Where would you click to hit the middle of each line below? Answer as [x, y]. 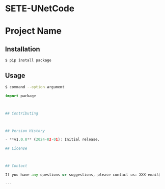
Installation [23, 49]
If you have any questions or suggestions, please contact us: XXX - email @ [83, 175]
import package [21, 96]
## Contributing [22, 113]
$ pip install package [28, 60]
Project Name [33, 31]
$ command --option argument [35, 87]
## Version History [25, 131]
